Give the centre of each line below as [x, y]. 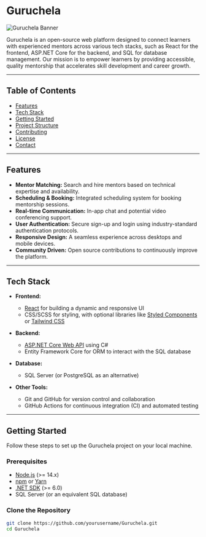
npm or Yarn [31, 481]
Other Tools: [31, 387]
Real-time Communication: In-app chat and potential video [91, 211]
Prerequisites [27, 461]
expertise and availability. [47, 191]
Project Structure [37, 125]
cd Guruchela [23, 529]
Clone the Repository [39, 511]
